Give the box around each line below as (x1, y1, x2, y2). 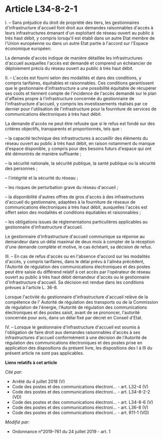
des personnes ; (5, 165, 38, 171)
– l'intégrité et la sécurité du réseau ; (5, 175, 78, 181)
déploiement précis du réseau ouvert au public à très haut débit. (5, 65, 134, 71)
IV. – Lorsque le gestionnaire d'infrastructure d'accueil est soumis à (5, 324, 140, 330)
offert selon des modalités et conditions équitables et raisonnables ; (5, 209, 141, 215)
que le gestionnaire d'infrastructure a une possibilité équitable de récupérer (5, 85, 157, 91)
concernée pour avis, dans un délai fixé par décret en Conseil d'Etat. (5, 314, 143, 320)
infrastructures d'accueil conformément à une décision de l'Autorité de (5, 334, 147, 340)
